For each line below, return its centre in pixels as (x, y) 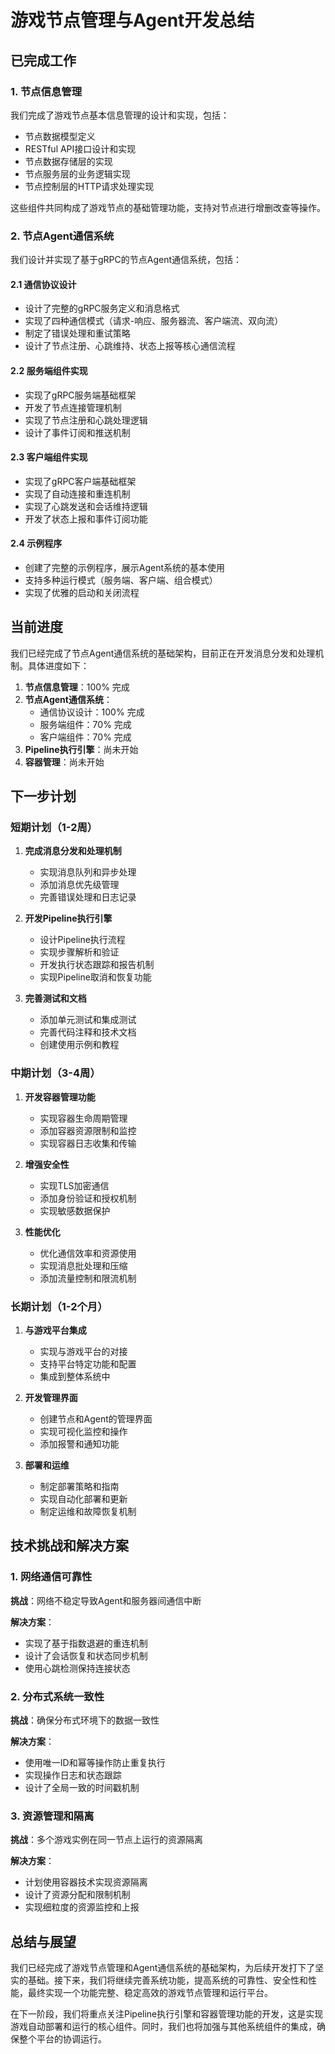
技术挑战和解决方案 (69, 1546)
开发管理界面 (51, 1398)
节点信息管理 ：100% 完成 (77, 687)
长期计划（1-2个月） (59, 1306)
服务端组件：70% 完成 (85, 724)
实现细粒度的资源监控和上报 (82, 1907)
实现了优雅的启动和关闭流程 (82, 592)
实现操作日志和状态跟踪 (73, 1775)
